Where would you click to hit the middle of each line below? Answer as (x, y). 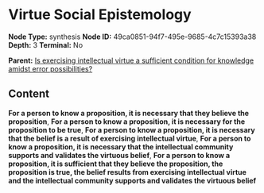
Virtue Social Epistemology (100, 15)
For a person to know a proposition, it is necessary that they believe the (128, 113)
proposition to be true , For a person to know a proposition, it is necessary (132, 129)
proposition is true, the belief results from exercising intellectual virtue (127, 172)
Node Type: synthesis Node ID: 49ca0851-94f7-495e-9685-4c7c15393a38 (132, 37)
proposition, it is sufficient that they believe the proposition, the (116, 164)
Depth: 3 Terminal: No (46, 44)
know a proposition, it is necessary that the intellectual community (121, 147)
